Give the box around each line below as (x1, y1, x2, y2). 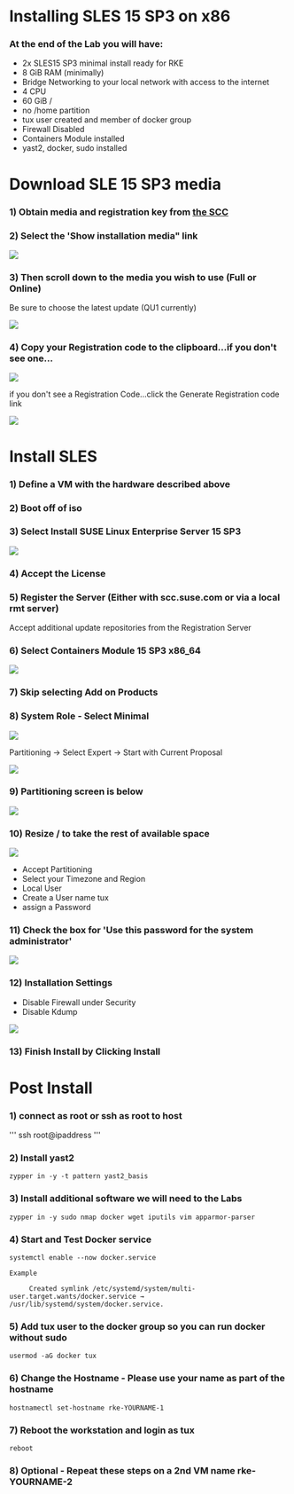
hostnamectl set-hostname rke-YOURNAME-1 (9, 1404, 165, 1412)
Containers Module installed (21, 133, 126, 144)
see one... (9, 352, 53, 365)
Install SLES (9, 446, 97, 467)
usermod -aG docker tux (9, 1351, 97, 1361)
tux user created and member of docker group (21, 114, 192, 125)
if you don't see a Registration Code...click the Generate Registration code (9, 389, 281, 400)
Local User (21, 883, 62, 893)
